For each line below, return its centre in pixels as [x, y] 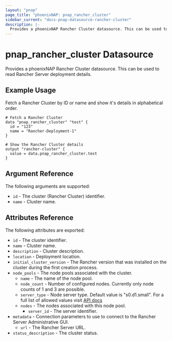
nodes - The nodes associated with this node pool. [73, 306]
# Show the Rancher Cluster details [44, 144]
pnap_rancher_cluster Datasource [79, 55]
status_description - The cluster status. [55, 333]
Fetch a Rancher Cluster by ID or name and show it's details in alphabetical [84, 103]
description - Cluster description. [48, 251]
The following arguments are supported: [48, 186]
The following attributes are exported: [45, 230]
